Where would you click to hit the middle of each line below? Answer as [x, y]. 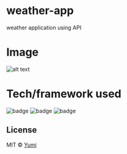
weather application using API [44, 28]
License [22, 130]
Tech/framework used [64, 94]
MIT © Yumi [22, 145]
